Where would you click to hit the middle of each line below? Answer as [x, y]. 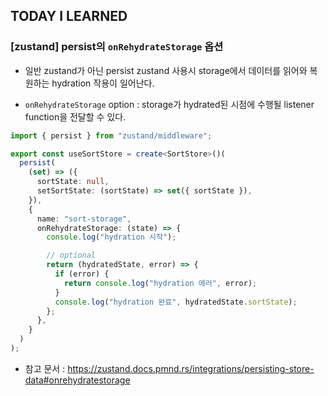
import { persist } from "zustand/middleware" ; [111, 135]
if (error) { [82, 274]
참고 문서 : [45, 368]
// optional [71, 255]
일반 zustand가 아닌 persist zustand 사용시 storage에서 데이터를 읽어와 [166, 70]
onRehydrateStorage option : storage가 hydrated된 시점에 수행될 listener [169, 104]
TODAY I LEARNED [69, 16]
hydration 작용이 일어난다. [103, 83]
